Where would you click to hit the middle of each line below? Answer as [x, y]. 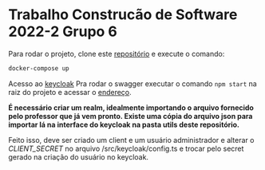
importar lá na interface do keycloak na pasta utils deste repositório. [124, 125]
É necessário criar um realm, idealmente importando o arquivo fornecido [131, 107]
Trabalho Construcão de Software [123, 15]
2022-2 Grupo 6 [63, 32]
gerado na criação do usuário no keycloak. [79, 156]
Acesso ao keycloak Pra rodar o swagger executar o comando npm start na [132, 83]
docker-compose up [39, 68]
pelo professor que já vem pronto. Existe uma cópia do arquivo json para [131, 116]
